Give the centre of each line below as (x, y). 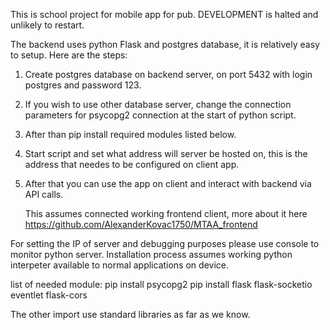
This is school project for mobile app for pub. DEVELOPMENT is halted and (164, 14)
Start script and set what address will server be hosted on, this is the (166, 153)
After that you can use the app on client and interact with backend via (168, 183)
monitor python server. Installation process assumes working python (151, 254)
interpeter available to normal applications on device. (119, 265)
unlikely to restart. (47, 25)
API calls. (44, 194)
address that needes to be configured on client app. (132, 164)
